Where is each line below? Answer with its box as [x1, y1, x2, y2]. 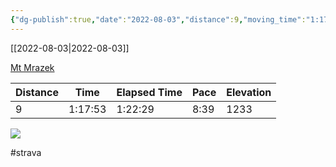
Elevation [226, 85, 272, 99]
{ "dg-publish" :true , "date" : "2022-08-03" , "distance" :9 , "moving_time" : [10, 14, 307, 25]
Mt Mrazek [10, 61, 55, 73]
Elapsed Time [116, 85, 183, 99]
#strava [10, 146, 42, 158]
